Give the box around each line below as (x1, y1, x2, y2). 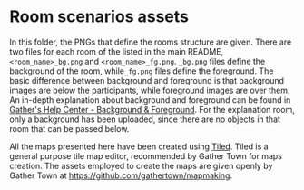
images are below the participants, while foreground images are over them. (9, 85, 290, 95)
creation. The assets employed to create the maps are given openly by (9, 160, 273, 171)
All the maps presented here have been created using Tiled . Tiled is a (9, 141, 270, 152)
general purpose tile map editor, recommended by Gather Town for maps (9, 150, 283, 161)
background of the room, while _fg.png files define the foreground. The (9, 65, 274, 76)
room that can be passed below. (9, 123, 130, 134)
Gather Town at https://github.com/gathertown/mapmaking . (9, 170, 233, 181)
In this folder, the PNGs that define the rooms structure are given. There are (9, 36, 292, 47)
